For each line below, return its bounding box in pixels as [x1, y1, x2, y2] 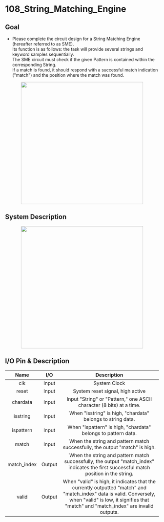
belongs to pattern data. [82, 430, 137, 436]
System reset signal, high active [73, 388, 146, 394]
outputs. [100, 508, 119, 515]
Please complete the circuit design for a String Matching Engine [12, 36, 141, 42]
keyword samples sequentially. [12, 51, 74, 57]
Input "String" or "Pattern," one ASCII [66, 395, 152, 402]
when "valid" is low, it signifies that [69, 496, 150, 503]
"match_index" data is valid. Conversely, [63, 490, 156, 497]
